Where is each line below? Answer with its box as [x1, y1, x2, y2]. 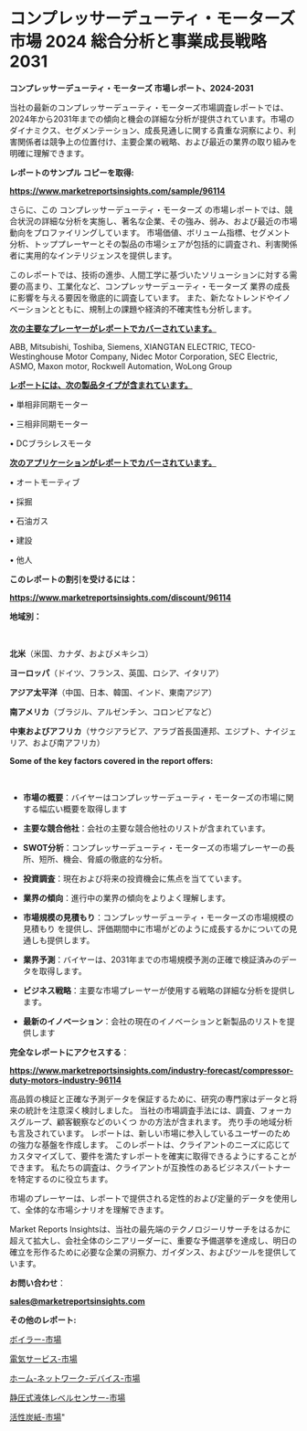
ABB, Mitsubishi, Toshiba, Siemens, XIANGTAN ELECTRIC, [9, 341, 228, 352]
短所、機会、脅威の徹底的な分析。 [38, 853, 167, 864]
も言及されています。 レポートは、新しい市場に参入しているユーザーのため [9, 1128, 291, 1139]
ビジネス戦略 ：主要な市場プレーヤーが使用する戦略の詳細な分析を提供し [22, 984, 295, 996]
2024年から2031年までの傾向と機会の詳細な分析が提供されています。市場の [9, 113, 295, 124]
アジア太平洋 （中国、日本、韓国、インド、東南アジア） [9, 686, 217, 697]
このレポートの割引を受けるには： [9, 573, 138, 585]
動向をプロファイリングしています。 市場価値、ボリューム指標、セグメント [9, 227, 291, 238]
